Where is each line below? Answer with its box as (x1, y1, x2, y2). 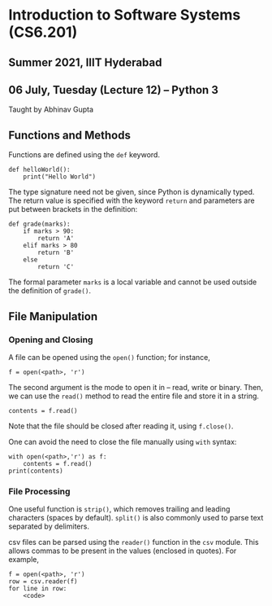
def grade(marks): (8, 220, 71, 229)
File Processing (8, 485, 71, 497)
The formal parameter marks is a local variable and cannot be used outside (8, 277, 257, 287)
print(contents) (8, 467, 63, 475)
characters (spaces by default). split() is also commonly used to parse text (8, 513, 264, 523)
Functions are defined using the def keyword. (8, 150, 161, 160)
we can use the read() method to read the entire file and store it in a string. (8, 391, 260, 401)
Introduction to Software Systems (8, 6, 241, 24)
